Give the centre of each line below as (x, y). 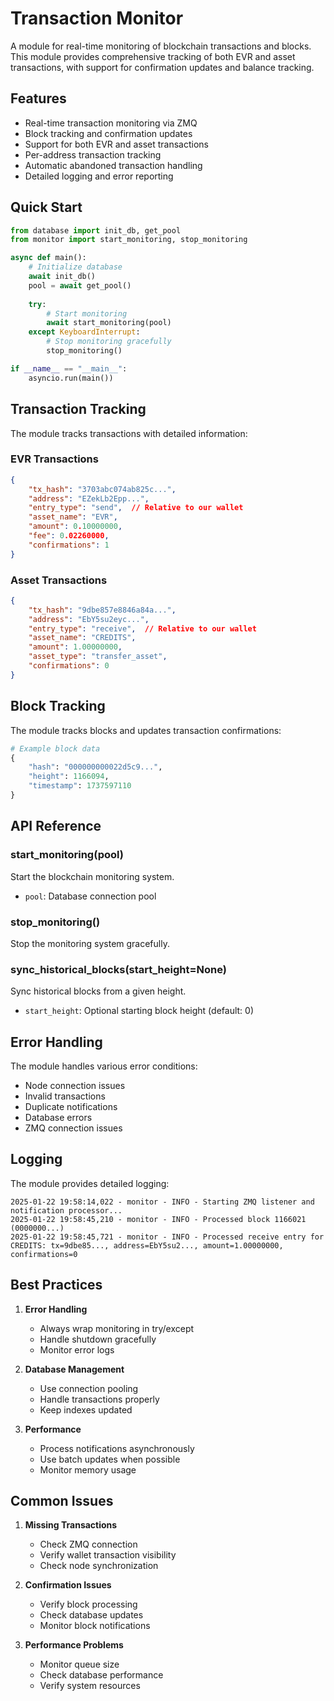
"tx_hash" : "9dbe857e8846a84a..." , (102, 610)
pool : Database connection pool (90, 896)
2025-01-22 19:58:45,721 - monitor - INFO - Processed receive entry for (167, 1237)
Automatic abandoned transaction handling (113, 165)
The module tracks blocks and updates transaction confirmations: (146, 730)
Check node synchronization (99, 1566)
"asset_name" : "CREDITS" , (82, 638)
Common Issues (62, 1501)
